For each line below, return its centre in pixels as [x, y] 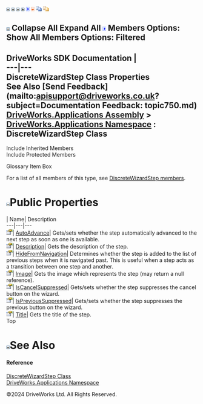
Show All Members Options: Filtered [76, 38]
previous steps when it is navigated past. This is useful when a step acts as [100, 260]
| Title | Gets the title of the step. [52, 314]
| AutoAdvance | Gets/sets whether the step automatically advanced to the [105, 233]
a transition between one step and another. [60, 267]
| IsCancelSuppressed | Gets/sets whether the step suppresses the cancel [104, 287]
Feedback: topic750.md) [150, 105]
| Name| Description [31, 220]
